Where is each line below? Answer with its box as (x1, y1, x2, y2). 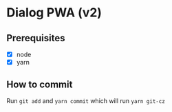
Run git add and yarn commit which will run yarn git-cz (6, 96, 166, 104)
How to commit (6, 78, 73, 90)
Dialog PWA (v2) (6, 5, 103, 21)
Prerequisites (6, 32, 65, 44)
